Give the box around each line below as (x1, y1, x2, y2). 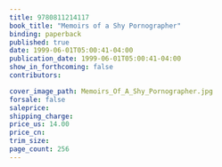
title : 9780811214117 (9, 12, 90, 22)
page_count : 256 (9, 145, 70, 154)
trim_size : (9, 137, 50, 146)
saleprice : (9, 103, 50, 112)
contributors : (9, 71, 62, 80)
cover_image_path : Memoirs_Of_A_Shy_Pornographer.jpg (9, 86, 214, 96)
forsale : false (9, 95, 66, 104)
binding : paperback (9, 29, 82, 38)
